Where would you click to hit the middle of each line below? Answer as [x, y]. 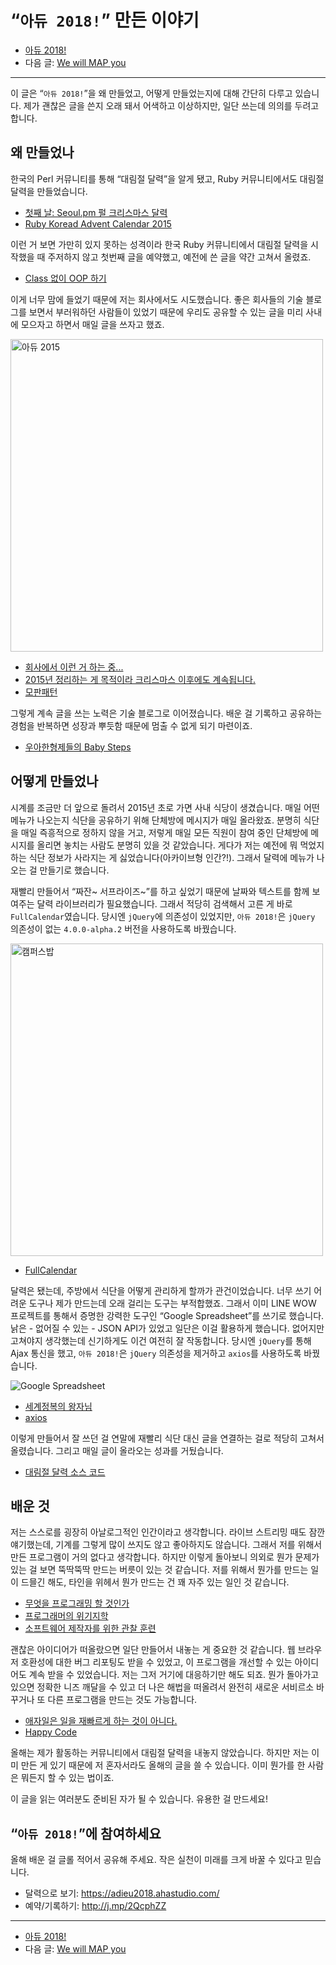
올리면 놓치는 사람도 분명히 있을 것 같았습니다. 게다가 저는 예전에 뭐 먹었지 [180, 845]
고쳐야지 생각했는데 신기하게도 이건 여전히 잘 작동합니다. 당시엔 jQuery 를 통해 [161, 1340]
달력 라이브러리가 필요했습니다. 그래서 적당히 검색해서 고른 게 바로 [164, 903]
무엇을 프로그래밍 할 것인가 [77, 1603]
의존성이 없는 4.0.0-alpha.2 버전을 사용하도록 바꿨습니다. [123, 928]
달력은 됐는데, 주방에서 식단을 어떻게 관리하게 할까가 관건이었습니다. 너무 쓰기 [161, 1290]
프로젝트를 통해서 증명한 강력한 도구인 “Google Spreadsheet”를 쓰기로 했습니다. [167, 1315]
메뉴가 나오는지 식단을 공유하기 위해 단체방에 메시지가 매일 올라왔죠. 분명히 [156, 820]
